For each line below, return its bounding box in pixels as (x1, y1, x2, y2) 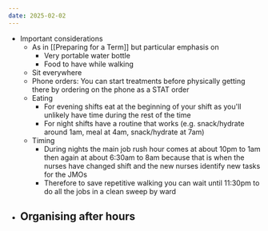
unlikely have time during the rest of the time (43, 110, 191, 120)
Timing (31, 135, 55, 145)
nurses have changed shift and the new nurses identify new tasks (43, 161, 261, 170)
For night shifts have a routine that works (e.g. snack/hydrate (43, 118, 246, 128)
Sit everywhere (31, 67, 82, 77)
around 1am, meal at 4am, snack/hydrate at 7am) (43, 127, 205, 137)
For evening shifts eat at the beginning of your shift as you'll (43, 102, 242, 111)
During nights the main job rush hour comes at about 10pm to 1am (43, 144, 261, 153)
